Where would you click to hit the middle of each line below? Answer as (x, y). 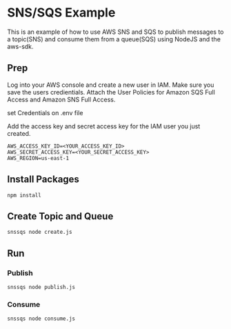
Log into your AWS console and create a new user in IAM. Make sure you (111, 85)
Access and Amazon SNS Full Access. (61, 99)
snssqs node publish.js (41, 288)
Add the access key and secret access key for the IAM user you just (104, 126)
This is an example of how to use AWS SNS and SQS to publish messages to (115, 32)
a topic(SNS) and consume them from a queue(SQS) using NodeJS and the (114, 39)
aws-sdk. (20, 46)
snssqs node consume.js (41, 319)
